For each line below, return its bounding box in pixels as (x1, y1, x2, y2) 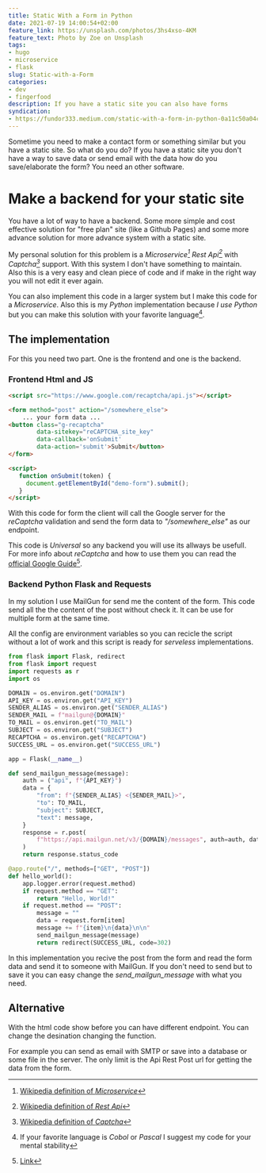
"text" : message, (36, 813, 93, 821)
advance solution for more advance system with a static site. (8, 233, 207, 242)
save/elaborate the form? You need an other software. (8, 162, 184, 171)
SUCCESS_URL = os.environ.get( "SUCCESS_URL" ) (8, 740, 161, 748)
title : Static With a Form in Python (8, 11, 133, 20)
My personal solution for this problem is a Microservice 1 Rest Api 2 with (8, 248, 239, 259)
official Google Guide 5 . (8, 557, 83, 568)
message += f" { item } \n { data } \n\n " (36, 924, 150, 933)
